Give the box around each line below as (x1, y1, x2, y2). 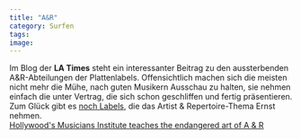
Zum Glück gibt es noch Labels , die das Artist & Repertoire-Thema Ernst (9, 100, 276, 112)
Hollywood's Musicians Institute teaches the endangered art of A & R (9, 120, 264, 131)
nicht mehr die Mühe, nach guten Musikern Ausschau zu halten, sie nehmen (9, 82, 291, 92)
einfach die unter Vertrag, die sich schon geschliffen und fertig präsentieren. (9, 91, 293, 102)
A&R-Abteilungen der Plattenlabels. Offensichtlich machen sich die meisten (9, 73, 288, 83)
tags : (9, 30, 30, 39)
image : (9, 38, 34, 48)
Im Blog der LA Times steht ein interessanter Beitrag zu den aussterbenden (9, 63, 289, 74)
